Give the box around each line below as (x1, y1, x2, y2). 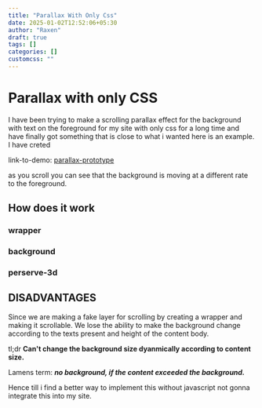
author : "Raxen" (8, 26, 61, 34)
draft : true (8, 33, 47, 42)
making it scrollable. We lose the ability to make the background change (8, 320, 241, 330)
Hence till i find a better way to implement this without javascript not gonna (8, 382, 250, 392)
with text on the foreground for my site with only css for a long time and (8, 123, 240, 133)
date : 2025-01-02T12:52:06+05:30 (8, 19, 118, 27)
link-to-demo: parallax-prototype (8, 155, 115, 165)
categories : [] (8, 48, 58, 56)
